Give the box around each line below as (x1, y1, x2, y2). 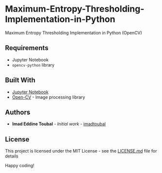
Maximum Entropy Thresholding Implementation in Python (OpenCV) (5, 30, 142, 35)
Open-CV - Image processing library (12, 94, 85, 100)
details (5, 153, 18, 159)
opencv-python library (12, 62, 55, 68)
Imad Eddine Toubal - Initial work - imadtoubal (12, 121, 106, 127)
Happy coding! (5, 163, 35, 169)
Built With (5, 76, 35, 85)
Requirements (5, 44, 49, 52)
